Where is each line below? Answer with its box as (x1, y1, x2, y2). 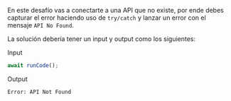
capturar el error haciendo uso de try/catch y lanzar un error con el (7, 13, 206, 22)
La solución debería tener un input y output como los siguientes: (7, 35, 196, 43)
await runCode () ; (7, 62, 59, 69)
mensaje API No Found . (7, 21, 75, 29)
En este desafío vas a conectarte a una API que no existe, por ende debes (7, 6, 224, 14)
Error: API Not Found (7, 88, 72, 95)
